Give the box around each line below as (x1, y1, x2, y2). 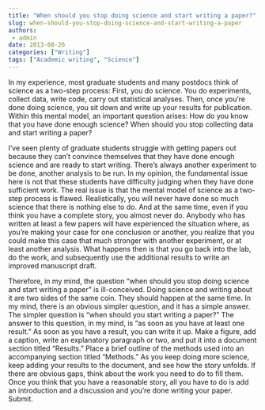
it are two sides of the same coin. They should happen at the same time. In (8, 293, 252, 302)
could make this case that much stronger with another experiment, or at (8, 235, 242, 245)
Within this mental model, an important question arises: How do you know (8, 111, 249, 120)
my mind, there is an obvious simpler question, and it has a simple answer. (8, 302, 251, 311)
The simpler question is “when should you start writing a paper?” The (8, 309, 235, 319)
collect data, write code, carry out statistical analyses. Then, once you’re (8, 94, 245, 104)
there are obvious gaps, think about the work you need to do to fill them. (8, 369, 244, 378)
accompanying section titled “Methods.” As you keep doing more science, (8, 351, 250, 361)
